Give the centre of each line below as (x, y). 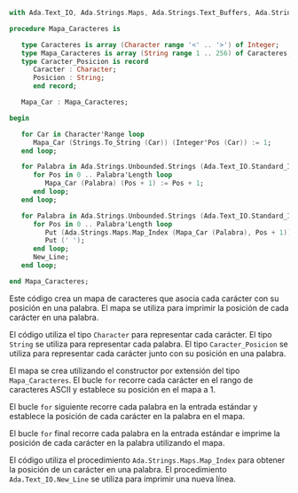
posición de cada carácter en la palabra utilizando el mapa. (117, 442)
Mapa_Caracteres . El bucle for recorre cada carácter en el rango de (131, 380)
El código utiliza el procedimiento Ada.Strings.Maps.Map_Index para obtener (147, 460)
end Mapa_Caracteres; (49, 281)
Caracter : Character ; (74, 70)
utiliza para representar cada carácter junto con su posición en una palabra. (148, 353)
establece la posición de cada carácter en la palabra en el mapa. (127, 416)
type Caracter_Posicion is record (85, 61)
